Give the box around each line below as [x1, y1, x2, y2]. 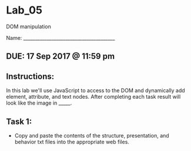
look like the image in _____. [6, 99, 72, 106]
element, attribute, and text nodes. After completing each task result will [6, 93, 181, 100]
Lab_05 [6, 4, 43, 17]
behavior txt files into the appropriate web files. [14, 138, 129, 145]
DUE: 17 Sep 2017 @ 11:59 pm [6, 51, 115, 62]
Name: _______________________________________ [6, 34, 115, 41]
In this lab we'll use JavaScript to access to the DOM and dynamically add [6, 87, 185, 94]
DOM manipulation [6, 23, 51, 30]
